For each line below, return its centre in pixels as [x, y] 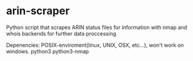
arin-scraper [38, 11]
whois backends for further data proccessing [61, 33]
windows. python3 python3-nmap [48, 51]
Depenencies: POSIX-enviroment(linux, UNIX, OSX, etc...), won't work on [95, 45]
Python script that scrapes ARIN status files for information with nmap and [97, 27]
